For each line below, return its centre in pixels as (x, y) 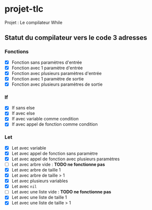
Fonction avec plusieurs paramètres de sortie (57, 84)
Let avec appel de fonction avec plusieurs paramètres (66, 159)
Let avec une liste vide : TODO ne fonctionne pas (61, 192)
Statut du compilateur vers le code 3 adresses (76, 38)
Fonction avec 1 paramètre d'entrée (47, 68)
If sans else (23, 108)
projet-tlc (24, 9)
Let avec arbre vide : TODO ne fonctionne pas (58, 164)
